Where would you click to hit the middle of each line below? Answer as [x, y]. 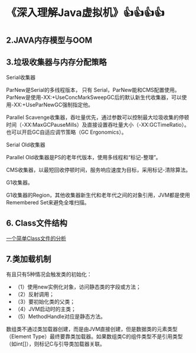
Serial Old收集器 [26, 145]
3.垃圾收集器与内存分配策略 [57, 62]
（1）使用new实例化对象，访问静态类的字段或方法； [78, 287]
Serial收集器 [21, 78]
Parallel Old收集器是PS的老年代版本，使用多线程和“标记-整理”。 [84, 158]
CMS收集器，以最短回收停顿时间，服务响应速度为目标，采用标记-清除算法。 [99, 170]
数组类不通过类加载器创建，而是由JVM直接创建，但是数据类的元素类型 [92, 329]
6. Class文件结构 [37, 223]
